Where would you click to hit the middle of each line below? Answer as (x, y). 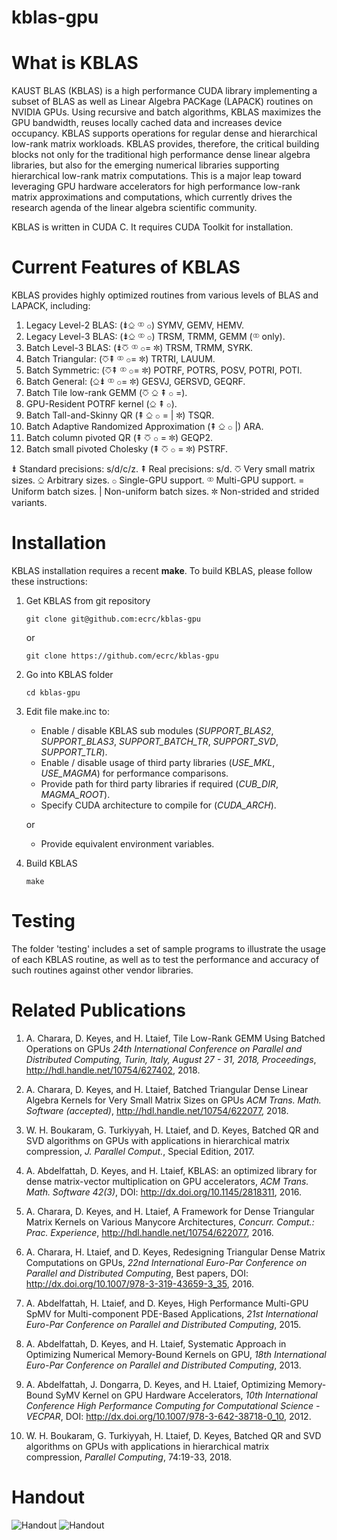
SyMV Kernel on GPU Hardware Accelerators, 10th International (186, 1395)
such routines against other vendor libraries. (102, 970)
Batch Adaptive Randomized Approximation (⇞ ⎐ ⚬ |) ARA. (144, 427)
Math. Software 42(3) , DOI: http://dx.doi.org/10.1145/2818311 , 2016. (164, 1192)
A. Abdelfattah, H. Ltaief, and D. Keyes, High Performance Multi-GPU (167, 1303)
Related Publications (99, 1010)
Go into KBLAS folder (69, 674)
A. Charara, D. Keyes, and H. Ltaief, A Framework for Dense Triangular (170, 1211)
